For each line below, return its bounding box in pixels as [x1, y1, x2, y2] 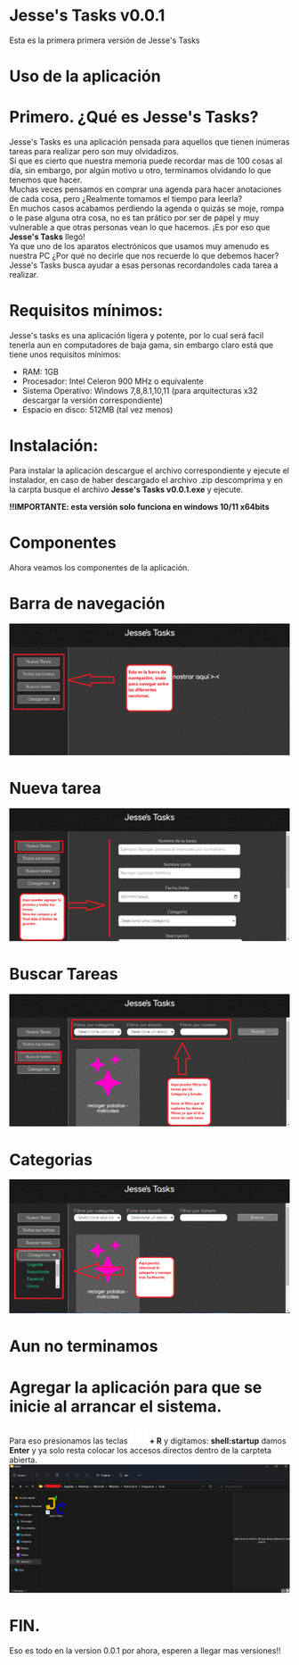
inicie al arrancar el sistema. [9, 1396, 222, 1416]
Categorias [9, 1149, 93, 1170]
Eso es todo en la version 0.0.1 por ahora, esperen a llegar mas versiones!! [9, 1644, 281, 1656]
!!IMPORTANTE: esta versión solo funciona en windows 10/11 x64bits [9, 501, 270, 512]
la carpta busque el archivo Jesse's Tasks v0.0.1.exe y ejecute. [9, 484, 243, 495]
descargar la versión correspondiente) [21, 395, 163, 405]
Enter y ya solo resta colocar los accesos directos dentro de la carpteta [9, 1445, 272, 1456]
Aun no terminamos [9, 1336, 158, 1357]
